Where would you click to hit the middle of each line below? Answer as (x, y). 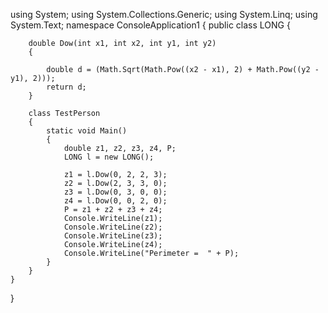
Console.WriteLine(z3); (113, 236)
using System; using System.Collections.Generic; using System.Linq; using (164, 14)
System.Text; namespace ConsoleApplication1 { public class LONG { (150, 25)
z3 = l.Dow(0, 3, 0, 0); (115, 192)
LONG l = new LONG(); (109, 157)
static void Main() (87, 131)
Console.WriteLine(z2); (113, 227)
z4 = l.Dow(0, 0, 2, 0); (115, 201)
